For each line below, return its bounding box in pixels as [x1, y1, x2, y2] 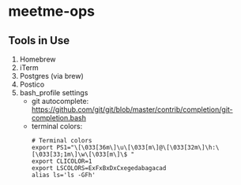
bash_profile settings [19, 88, 88, 97]
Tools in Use [8, 34, 70, 47]
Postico [19, 80, 45, 89]
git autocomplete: [31, 97, 89, 105]
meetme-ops [8, 2, 95, 20]
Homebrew [19, 54, 56, 64]
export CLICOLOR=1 [31, 157, 92, 165]
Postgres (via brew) [19, 72, 85, 80]
